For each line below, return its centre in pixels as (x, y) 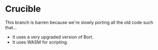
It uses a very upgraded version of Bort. (53, 37)
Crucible (23, 9)
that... (11, 27)
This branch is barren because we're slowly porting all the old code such (79, 22)
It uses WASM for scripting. (40, 42)
